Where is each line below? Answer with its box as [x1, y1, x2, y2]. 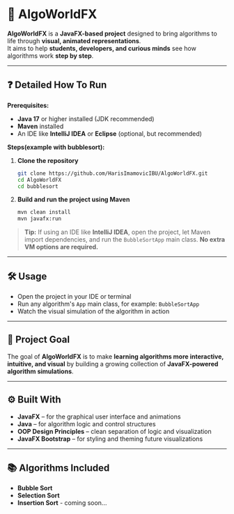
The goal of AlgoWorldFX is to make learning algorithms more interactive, [7, 352, 224, 361]
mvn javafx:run [17, 215, 62, 222]
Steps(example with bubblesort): [7, 143, 105, 151]
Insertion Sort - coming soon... [17, 499, 107, 507]
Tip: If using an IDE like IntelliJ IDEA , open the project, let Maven [24, 228, 211, 236]
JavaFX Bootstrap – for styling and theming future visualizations [17, 435, 203, 443]
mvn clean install [17, 209, 71, 216]
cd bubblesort [17, 182, 58, 190]
